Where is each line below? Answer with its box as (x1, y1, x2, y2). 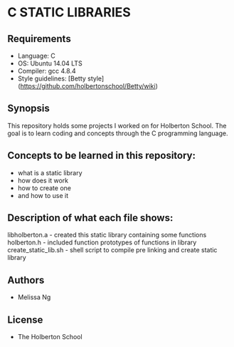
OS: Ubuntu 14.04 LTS (17, 59, 83, 68)
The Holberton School (17, 333, 83, 341)
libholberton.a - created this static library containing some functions (7, 231, 207, 239)
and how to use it (17, 191, 69, 200)
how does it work (17, 176, 69, 185)
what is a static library (17, 168, 83, 177)
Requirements (7, 33, 71, 45)
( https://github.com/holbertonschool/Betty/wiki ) (17, 82, 159, 90)
